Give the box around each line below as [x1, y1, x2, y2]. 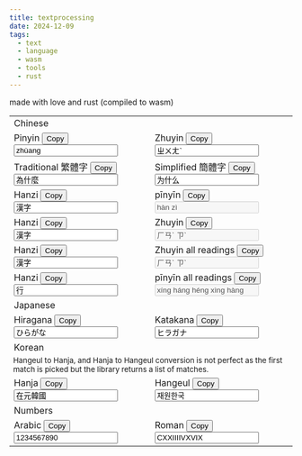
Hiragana [13, 313, 53, 325]
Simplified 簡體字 [154, 160, 226, 173]
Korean [13, 341, 45, 353]
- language [17, 47, 58, 56]
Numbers [13, 404, 54, 416]
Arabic [13, 418, 42, 431]
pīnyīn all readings [154, 271, 232, 284]
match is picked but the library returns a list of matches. [13, 364, 209, 375]
